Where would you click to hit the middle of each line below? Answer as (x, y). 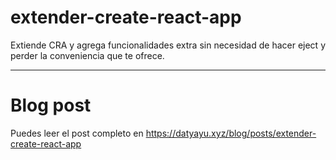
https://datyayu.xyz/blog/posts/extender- (231, 133)
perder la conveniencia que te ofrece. (87, 55)
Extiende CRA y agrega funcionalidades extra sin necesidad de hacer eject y (168, 45)
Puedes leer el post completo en (77, 133)
